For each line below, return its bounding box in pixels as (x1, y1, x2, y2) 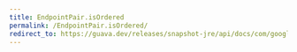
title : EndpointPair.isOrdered (9, 12, 125, 22)
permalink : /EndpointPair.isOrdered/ (9, 21, 148, 30)
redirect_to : (9, 29, 57, 38)
